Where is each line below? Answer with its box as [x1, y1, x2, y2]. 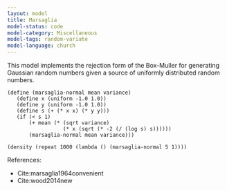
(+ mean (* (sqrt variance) [28, 120, 110, 126]
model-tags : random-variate [7, 36, 89, 43]
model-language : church [7, 42, 76, 49]
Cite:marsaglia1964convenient [17, 169, 104, 177]
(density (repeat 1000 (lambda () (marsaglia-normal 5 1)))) [7, 144, 188, 151]
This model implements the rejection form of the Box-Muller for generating [7, 61, 220, 69]
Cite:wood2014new [17, 177, 73, 184]
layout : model [7, 10, 48, 17]
